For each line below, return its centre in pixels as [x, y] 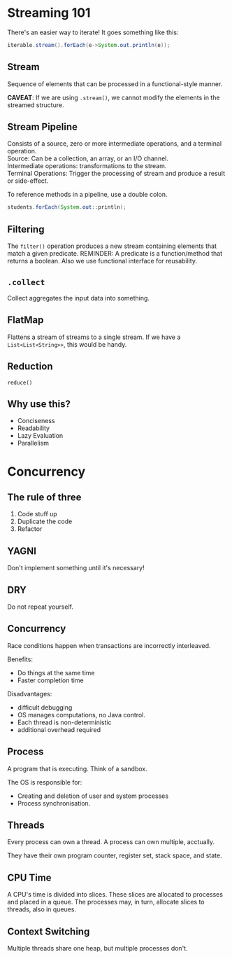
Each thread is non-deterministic [64, 722]
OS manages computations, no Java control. [81, 715]
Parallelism [33, 443]
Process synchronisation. [54, 803]
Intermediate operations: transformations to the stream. [87, 166]
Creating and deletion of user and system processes [93, 796]
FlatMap [26, 320]
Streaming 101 [49, 13]
